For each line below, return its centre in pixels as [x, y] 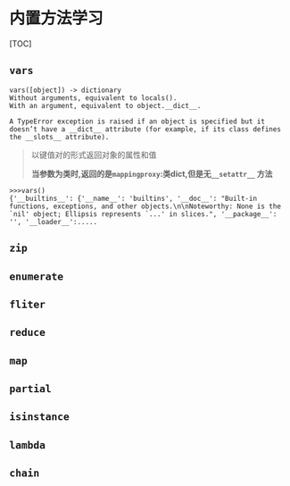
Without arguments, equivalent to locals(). [93, 98]
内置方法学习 [57, 18]
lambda [28, 445]
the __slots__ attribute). [59, 137]
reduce [28, 333]
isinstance [39, 417]
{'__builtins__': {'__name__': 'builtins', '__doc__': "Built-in [133, 198]
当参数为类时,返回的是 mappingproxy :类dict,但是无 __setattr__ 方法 [152, 173]
